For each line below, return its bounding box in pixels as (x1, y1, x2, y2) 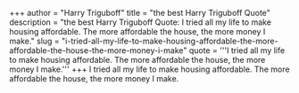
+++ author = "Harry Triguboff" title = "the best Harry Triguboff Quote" (9, 8, 270, 18)
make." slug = (9, 35, 60, 46)
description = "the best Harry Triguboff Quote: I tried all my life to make (9, 17, 272, 27)
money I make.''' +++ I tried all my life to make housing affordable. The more (9, 64, 290, 74)
